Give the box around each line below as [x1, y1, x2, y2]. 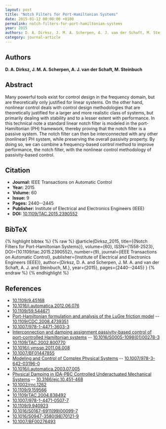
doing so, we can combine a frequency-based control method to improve [5, 141, 154, 147]
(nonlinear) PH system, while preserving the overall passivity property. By [5, 136, 155, 142]
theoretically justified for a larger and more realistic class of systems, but [5, 109, 154, 115]
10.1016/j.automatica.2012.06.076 [12, 303, 80, 309]
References [5, 284, 41, 293]
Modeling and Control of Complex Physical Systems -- [12, 355, 124, 361]
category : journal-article [5, 35, 61, 40]
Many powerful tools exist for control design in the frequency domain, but [5, 94, 155, 100]
